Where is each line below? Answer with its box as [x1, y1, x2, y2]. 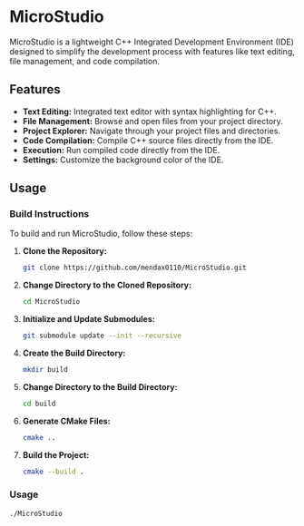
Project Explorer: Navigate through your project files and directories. [22, 125, 281, 136]
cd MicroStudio [22, 297, 81, 307]
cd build [22, 399, 56, 408]
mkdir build [22, 365, 68, 375]
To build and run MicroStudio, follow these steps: [9, 229, 193, 239]
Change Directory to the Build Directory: [22, 381, 178, 392]
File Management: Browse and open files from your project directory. [22, 115, 283, 126]
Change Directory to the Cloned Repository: [22, 279, 192, 291]
